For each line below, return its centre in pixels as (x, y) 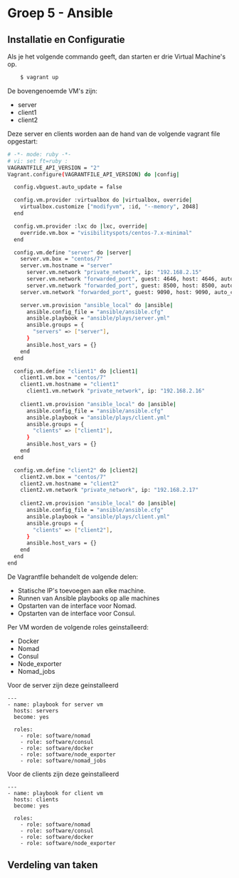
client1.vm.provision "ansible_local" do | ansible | (98, 404)
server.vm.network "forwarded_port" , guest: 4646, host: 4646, (122, 279)
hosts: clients (36, 799)
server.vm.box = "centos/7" (62, 259)
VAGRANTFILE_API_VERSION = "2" (54, 168)
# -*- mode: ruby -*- (39, 154)
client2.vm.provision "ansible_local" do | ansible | (98, 504)
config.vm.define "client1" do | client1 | (76, 371)
